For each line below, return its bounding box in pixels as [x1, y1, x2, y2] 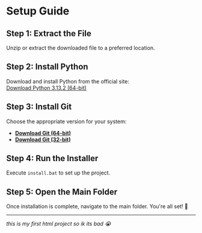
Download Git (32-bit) [14, 136, 71, 143]
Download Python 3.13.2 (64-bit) [6, 84, 87, 91]
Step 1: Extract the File [6, 28, 91, 39]
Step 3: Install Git [6, 101, 72, 112]
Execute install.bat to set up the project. [6, 169, 111, 176]
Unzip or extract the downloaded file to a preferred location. [6, 44, 155, 51]
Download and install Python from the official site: [6, 77, 130, 85]
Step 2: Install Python [6, 62, 88, 72]
